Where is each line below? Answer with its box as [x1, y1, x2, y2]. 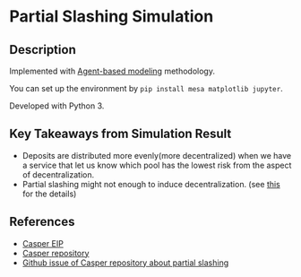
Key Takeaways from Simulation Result [9, 126, 232, 142]
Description [9, 42, 76, 57]
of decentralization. [21, 169, 95, 180]
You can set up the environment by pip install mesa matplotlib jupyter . [9, 83, 284, 93]
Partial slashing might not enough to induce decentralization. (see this [21, 178, 280, 189]
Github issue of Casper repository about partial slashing [21, 257, 229, 268]
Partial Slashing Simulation [9, 6, 214, 27]
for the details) [21, 188, 77, 199]
